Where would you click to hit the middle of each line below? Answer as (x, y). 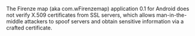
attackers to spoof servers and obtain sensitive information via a (104, 21)
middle (15, 21)
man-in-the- (172, 15)
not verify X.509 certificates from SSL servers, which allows (81, 15)
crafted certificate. (29, 28)
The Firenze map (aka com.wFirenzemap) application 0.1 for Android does (98, 9)
